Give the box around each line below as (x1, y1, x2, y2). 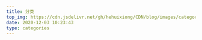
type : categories (6, 25, 50, 31)
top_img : (6, 14, 28, 20)
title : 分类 (6, 8, 34, 15)
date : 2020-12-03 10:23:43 (6, 19, 74, 25)
